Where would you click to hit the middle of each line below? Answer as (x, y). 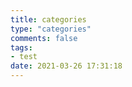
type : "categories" (51, 29)
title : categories (48, 19)
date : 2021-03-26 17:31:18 (66, 66)
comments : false (44, 38)
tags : (21, 47)
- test (24, 57)
